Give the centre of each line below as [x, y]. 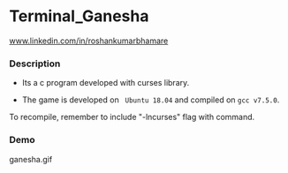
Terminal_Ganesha [79, 16]
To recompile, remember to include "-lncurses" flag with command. [132, 117]
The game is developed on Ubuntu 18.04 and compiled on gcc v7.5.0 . [151, 100]
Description [35, 64]
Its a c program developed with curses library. [106, 83]
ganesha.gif [31, 159]
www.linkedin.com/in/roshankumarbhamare [89, 41]
